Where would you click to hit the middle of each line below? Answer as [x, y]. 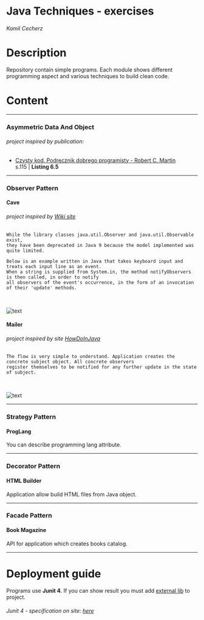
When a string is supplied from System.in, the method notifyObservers [99, 272]
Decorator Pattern [33, 467]
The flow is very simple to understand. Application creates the [90, 357]
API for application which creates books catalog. [67, 544]
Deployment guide [54, 574]
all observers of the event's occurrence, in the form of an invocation [100, 282]
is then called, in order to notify [53, 277]
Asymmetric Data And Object [50, 127]
